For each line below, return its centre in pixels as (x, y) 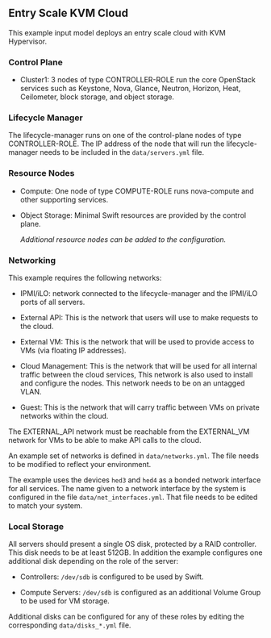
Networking (32, 260)
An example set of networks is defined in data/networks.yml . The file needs (134, 456)
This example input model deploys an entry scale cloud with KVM (117, 32)
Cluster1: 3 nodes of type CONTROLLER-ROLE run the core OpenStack (138, 80)
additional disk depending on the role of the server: (94, 561)
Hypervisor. (28, 41)
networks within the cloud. (64, 416)
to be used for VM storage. (65, 601)
